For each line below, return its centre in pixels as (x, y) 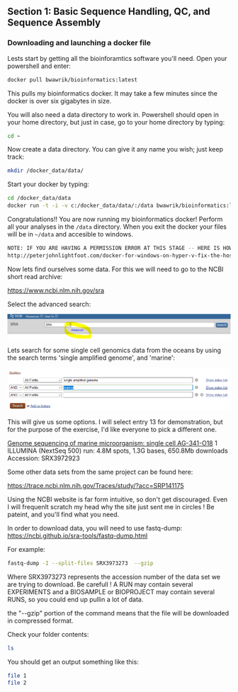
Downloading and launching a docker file (79, 43)
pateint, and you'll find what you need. (63, 514)
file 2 (17, 683)
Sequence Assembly (54, 23)
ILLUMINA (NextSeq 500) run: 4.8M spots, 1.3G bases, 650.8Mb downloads (118, 450)
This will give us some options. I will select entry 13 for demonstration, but (115, 421)
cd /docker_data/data (39, 198)
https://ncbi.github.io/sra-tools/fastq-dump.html (78, 535)
